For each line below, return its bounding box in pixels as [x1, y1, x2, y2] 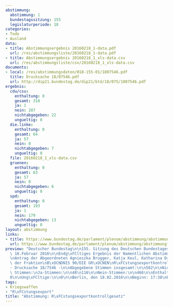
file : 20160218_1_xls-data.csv [10, 156, 77, 161]
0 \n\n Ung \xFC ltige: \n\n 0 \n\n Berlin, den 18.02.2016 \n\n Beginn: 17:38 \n [10, 275, 167, 280]
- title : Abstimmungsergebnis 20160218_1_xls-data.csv [5, 55, 126, 61]
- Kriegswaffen [5, 284, 38, 290]
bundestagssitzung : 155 [10, 17, 61, 22]
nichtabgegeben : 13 [14, 218, 57, 223]
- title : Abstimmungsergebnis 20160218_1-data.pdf [5, 46, 116, 51]
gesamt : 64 [14, 131, 38, 137]
